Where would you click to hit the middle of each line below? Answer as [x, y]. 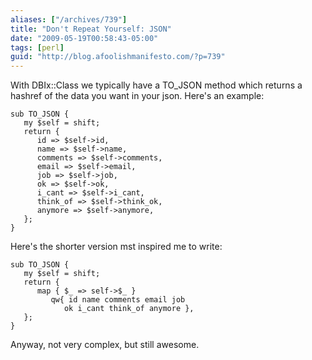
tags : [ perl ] [37, 47]
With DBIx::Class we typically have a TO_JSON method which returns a [156, 85]
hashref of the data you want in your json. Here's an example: [137, 96]
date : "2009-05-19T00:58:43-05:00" [84, 38]
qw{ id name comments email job [118, 300]
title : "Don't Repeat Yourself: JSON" [91, 29]
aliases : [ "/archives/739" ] [69, 19]
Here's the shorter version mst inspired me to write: [116, 247]
